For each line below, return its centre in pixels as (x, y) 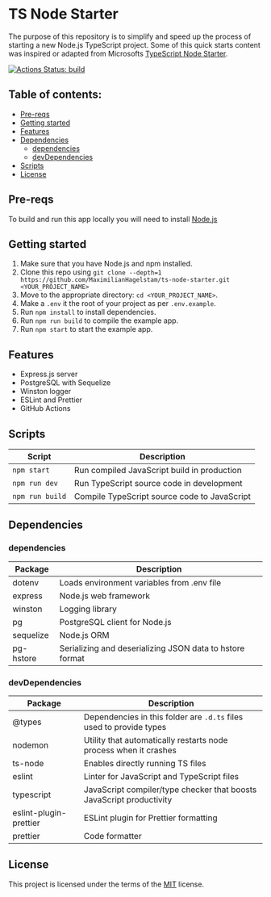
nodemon (31, 745)
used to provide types (125, 727)
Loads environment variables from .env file (140, 582)
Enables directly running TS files (145, 763)
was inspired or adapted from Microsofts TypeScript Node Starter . (118, 53)
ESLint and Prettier (51, 400)
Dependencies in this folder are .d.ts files (163, 717)
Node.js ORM (84, 635)
